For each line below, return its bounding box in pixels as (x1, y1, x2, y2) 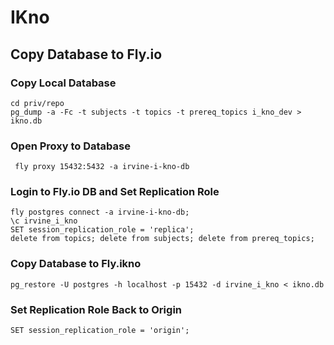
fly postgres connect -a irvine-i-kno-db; (10, 207, 190, 218)
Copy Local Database (10, 76, 117, 90)
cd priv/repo (10, 98, 65, 108)
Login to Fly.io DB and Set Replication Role (10, 185, 220, 199)
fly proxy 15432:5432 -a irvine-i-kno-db (14, 162, 190, 172)
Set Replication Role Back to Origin (10, 302, 182, 316)
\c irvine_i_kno (10, 216, 78, 226)
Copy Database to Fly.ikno (10, 257, 142, 271)
